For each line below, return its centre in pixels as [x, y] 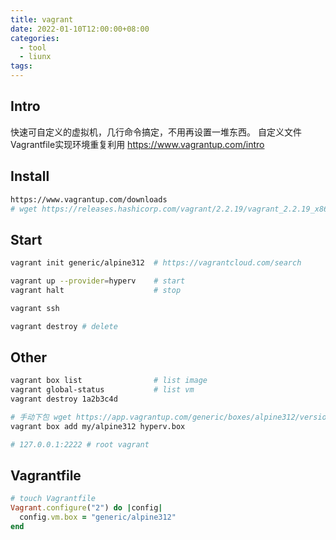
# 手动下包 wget [41, 417]
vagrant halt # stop [96, 290]
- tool [33, 47]
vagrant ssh [35, 308]
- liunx [35, 57]
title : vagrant [42, 19]
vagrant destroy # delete [64, 326]
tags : [21, 66]
